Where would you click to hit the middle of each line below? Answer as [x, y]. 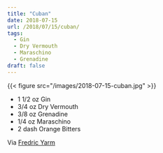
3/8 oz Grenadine [43, 114]
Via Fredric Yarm [31, 142]
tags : [15, 33]
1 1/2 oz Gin [34, 99]
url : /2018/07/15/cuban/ [43, 27]
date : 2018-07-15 [33, 20]
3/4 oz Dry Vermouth [48, 106]
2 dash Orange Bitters [49, 129]
